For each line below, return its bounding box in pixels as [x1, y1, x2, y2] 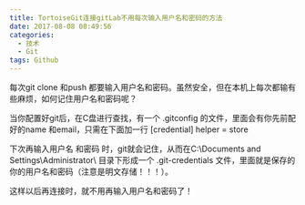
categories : [9, 30, 55, 39]
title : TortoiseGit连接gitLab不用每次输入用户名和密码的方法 [9, 13, 223, 23]
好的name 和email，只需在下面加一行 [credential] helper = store [9, 124, 249, 135]
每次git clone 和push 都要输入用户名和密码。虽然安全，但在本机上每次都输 [9, 82, 289, 92]
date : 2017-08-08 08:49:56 [9, 22, 112, 31]
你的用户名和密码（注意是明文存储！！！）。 [9, 166, 173, 177]
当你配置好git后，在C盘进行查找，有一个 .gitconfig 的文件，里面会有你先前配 [9, 113, 296, 123]
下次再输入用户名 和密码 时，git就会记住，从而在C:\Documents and [9, 143, 261, 154]
